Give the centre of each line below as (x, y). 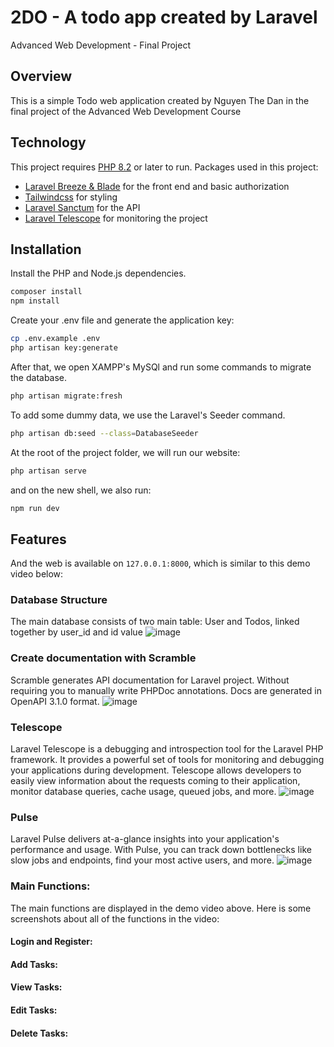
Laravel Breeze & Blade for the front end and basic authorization (157, 186)
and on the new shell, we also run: (81, 490)
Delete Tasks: (39, 1033)
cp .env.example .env (55, 339)
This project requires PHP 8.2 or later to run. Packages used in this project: (164, 167)
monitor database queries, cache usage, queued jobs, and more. (143, 792)
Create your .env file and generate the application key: (122, 320)
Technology (48, 142)
